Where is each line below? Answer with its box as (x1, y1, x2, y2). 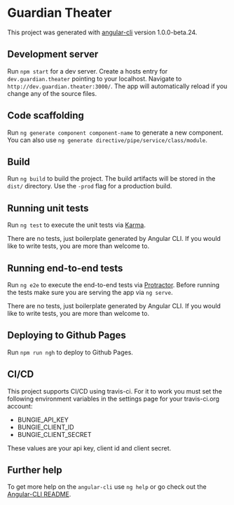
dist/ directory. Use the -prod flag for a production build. (7, 182, 172, 191)
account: (7, 401, 33, 410)
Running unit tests (7, 202, 89, 214)
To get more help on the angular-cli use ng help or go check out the (7, 483, 207, 491)
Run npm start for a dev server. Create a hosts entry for (7, 67, 168, 75)
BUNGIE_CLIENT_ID (17, 422, 75, 431)
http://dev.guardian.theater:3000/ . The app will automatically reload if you (7, 82, 228, 90)
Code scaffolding (7, 110, 84, 122)
